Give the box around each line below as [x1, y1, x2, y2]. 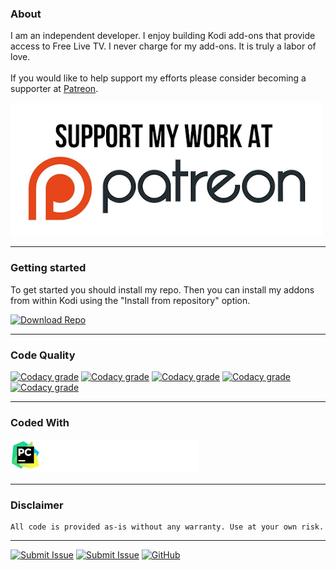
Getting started [10, 261, 87, 275]
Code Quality [10, 348, 76, 362]
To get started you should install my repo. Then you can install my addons [10, 283, 315, 296]
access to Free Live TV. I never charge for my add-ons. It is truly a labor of [10, 40, 317, 52]
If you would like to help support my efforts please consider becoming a [10, 72, 307, 84]
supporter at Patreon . [10, 83, 99, 95]
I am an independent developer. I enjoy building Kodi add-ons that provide [10, 30, 316, 42]
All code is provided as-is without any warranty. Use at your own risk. [10, 522, 325, 532]
